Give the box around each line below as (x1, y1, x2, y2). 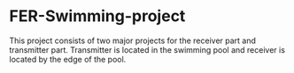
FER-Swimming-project (9, 6, 186, 26)
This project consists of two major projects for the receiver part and (9, 35, 257, 46)
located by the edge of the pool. (9, 54, 127, 64)
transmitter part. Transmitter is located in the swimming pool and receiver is (9, 44, 286, 55)
